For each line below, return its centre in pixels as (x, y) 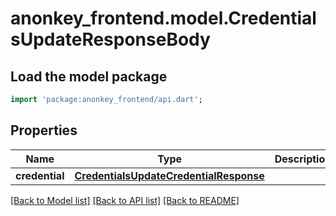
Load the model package (89, 76)
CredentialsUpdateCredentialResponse (169, 175)
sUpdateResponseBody (110, 39)
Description (303, 159)
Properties (44, 130)
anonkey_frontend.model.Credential (163, 18)
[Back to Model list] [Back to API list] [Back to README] (125, 200)
